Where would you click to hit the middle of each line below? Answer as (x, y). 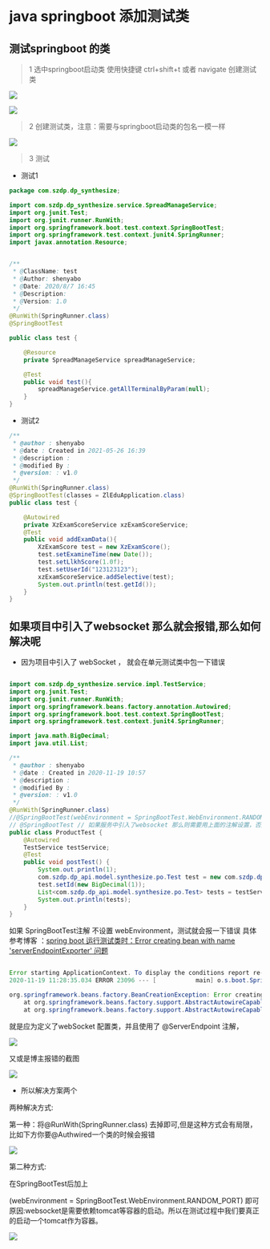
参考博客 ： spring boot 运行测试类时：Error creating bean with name (122, 941)
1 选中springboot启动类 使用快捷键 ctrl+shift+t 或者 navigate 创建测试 (143, 69)
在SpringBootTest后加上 (49, 1183)
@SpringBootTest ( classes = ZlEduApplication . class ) (97, 495)
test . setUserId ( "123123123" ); (88, 569)
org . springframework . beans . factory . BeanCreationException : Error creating (137, 995)
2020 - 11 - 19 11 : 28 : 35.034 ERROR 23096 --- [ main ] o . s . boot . (129, 980)
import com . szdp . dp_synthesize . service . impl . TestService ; (108, 685)
